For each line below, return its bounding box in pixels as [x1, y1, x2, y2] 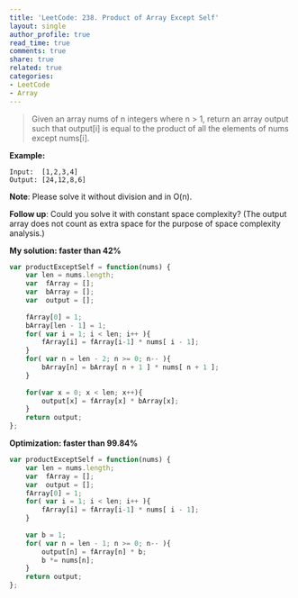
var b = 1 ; [25, 530, 67, 539]
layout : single [9, 22, 67, 31]
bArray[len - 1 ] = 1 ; [25, 321, 106, 330]
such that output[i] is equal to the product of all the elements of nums [31, 122, 290, 133]
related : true [9, 64, 63, 73]
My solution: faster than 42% [9, 245, 122, 256]
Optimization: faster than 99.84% [9, 438, 138, 448]
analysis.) [9, 227, 45, 239]
